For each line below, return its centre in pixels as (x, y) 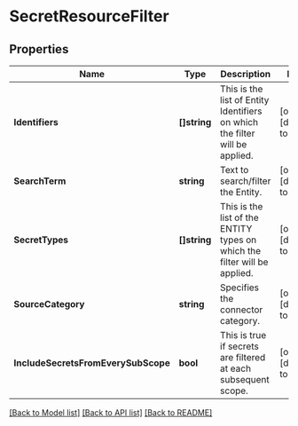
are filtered (243, 357)
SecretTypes (41, 240)
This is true (243, 335)
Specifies (240, 288)
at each (235, 368)
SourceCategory (49, 304)
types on (239, 240)
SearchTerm (40, 181)
